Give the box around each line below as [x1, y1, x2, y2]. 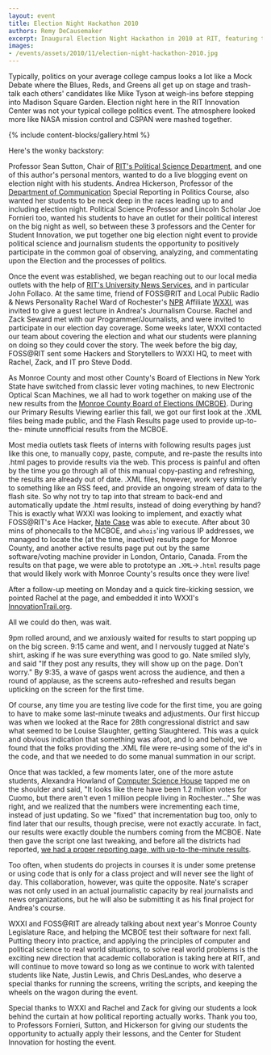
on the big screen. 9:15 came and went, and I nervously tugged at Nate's [8, 641, 250, 651]
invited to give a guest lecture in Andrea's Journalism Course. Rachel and [8, 306, 252, 315]
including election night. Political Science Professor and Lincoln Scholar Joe [8, 204, 261, 214]
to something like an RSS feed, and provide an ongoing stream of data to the [8, 483, 262, 493]
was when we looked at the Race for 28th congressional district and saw [8, 717, 250, 727]
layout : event [8, 11, 56, 20]
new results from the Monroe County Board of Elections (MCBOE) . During [8, 399, 253, 408]
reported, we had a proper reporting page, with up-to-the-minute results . [8, 845, 252, 854]
